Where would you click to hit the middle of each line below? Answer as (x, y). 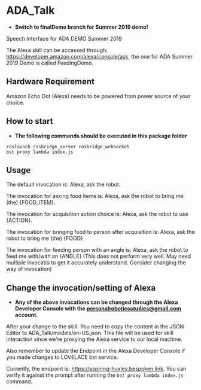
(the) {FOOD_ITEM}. (31, 202)
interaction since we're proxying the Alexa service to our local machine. (94, 339)
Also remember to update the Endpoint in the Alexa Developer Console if (96, 351)
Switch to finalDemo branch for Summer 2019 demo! (81, 27)
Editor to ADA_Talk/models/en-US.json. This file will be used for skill (90, 333)
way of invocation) (29, 269)
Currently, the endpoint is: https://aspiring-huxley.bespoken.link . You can (96, 369)
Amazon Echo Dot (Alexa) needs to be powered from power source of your (98, 96)
